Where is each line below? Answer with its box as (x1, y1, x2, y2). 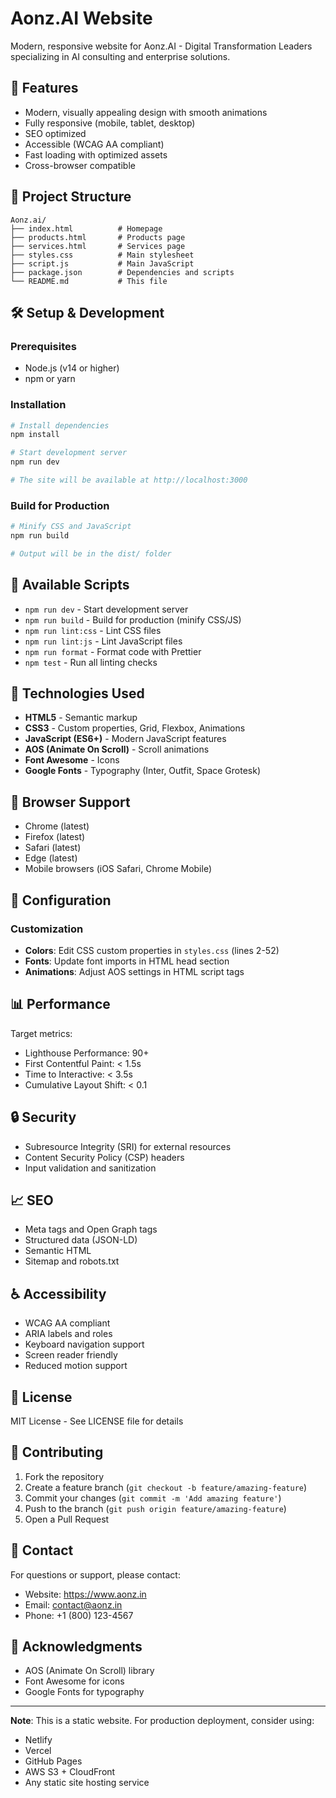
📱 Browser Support (10, 793, 131, 811)
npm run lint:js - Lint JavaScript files (24, 635, 183, 647)
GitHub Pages (24, 1755, 83, 1767)
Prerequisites (10, 339, 77, 353)
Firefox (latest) (24, 831, 86, 843)
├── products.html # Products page (10, 232, 186, 242)
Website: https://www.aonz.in (24, 1588, 147, 1600)
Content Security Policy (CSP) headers (24, 1151, 185, 1163)
